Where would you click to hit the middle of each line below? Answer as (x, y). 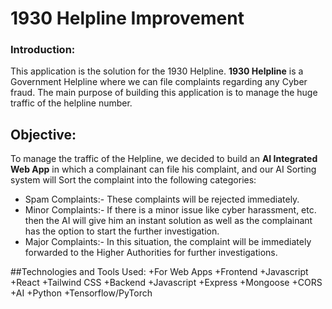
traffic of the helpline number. (71, 103)
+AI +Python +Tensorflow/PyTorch (81, 293)
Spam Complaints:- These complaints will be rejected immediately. (162, 199)
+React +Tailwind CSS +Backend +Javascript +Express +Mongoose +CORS (166, 283)
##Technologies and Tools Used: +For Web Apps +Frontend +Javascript (159, 272)
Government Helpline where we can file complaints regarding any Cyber (159, 82)
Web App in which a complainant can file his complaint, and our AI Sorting (163, 169)
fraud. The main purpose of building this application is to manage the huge (164, 93)
